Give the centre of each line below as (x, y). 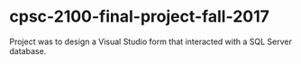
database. (28, 50)
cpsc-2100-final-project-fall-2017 (140, 17)
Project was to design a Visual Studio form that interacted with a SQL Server (151, 41)
